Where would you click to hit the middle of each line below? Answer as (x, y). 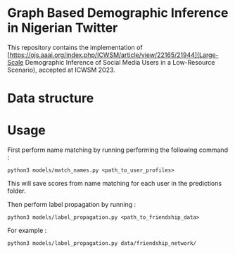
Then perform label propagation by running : (72, 205)
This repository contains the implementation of (75, 47)
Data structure (51, 98)
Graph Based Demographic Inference (118, 13)
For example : (27, 231)
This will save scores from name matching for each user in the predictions (115, 184)
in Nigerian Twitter (63, 28)
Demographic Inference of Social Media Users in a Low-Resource (120, 62)
